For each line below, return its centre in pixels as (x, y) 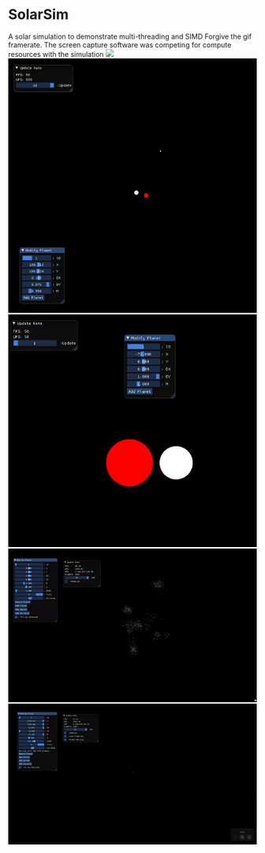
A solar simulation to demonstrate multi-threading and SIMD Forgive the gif (130, 36)
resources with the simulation (56, 54)
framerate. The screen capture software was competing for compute (120, 44)
